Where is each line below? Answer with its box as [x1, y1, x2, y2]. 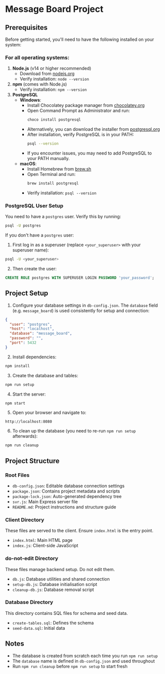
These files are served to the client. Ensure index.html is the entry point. [5, 528, 154, 534]
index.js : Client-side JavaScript [12, 543, 79, 549]
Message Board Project [5, 3, 103, 15]
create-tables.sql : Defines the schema [12, 620, 94, 626]
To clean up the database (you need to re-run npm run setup [12, 428, 136, 434]
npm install [5, 363, 30, 368]
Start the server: [12, 391, 46, 397]
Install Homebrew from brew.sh [27, 166, 91, 172]
